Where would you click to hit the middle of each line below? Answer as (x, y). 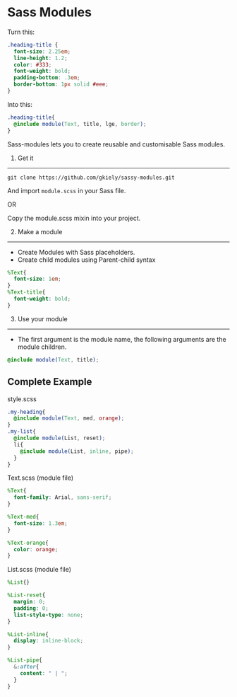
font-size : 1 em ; (37, 279)
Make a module (40, 231)
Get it (25, 158)
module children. (42, 347)
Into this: (20, 104)
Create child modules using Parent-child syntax (86, 260)
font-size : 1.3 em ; (41, 523)
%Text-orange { (28, 543)
